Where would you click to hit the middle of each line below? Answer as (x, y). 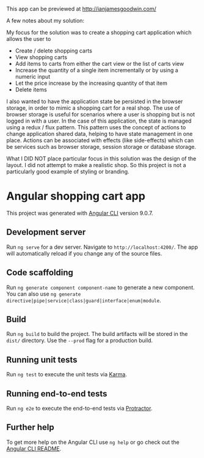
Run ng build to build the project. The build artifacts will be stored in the (97, 334)
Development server (46, 232)
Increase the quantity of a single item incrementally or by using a (97, 70)
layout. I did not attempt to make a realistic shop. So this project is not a (96, 165)
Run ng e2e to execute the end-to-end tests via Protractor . (79, 408)
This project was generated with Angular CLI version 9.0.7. (80, 213)
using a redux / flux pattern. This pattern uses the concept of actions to (96, 127)
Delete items (31, 90)
